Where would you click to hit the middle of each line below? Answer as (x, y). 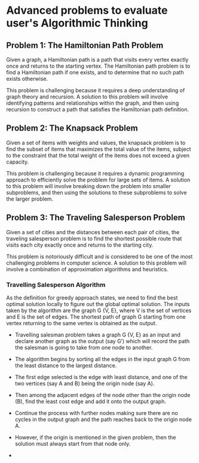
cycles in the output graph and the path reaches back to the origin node (103, 419)
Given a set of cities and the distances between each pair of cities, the (93, 232)
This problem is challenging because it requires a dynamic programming (95, 173)
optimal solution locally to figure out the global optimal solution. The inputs (98, 304)
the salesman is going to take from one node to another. (84, 347)
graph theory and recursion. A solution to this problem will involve (87, 97)
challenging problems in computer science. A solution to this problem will (97, 263)
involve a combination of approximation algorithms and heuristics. (87, 269)
